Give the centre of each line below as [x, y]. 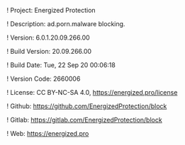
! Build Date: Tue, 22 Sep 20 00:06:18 [61, 65]
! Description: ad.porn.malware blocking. [66, 24]
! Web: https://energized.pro [48, 133]
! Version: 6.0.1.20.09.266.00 [48, 37]
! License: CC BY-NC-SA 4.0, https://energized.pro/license [92, 92]
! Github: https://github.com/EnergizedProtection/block [87, 106]
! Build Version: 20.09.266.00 [49, 51]
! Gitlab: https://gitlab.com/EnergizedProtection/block [84, 120]
